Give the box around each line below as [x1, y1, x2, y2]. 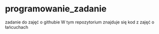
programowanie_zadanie [5, 3, 107, 14]
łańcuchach [5, 24, 29, 30]
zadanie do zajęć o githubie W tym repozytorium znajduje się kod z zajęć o [5, 19, 155, 25]
